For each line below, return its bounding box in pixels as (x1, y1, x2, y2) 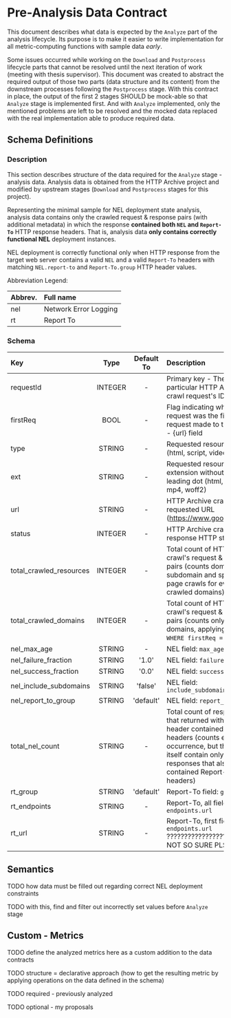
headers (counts (166, 732, 220, 742)
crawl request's (166, 391, 217, 401)
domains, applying (166, 624, 226, 634)
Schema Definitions (7, 134, 93, 146)
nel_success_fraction (10, 666, 79, 676)
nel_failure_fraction (10, 655, 72, 665)
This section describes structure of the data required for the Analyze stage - (7, 170, 222, 178)
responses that (166, 759, 215, 768)
